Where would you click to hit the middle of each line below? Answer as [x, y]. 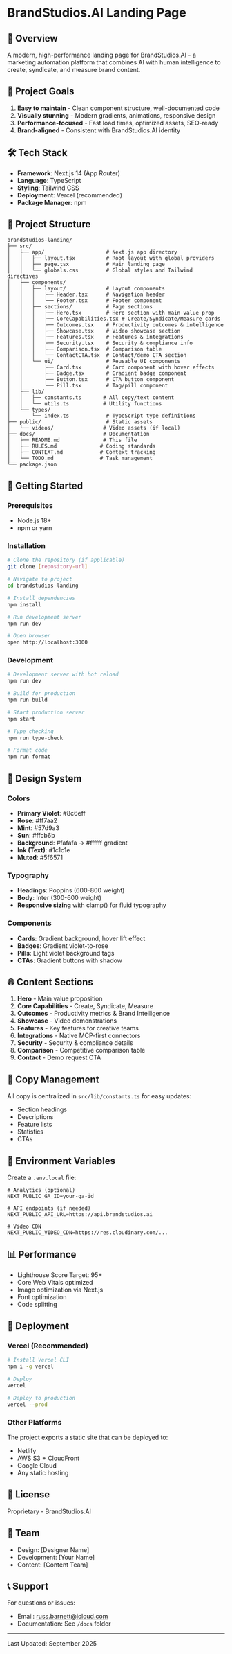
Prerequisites [30, 505]
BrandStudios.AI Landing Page [97, 13]
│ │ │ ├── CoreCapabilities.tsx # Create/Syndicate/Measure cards [114, 319]
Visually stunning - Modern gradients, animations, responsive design [116, 115]
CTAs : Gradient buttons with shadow [70, 960]
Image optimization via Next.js [60, 1290]
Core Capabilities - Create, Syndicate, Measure [85, 1006]
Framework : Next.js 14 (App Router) [69, 173]
